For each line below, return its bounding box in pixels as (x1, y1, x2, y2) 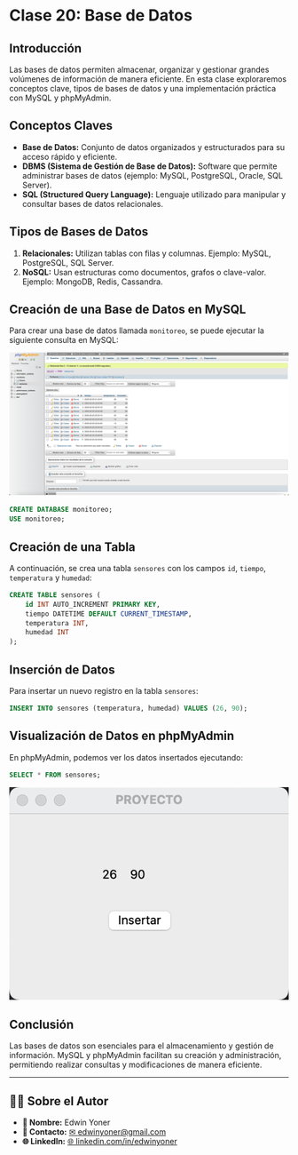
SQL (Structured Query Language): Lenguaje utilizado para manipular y (21, 188, 286, 200)
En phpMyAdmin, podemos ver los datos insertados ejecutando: (9, 752, 244, 762)
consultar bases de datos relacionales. (21, 198, 164, 209)
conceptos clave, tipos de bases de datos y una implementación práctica (9, 84, 277, 93)
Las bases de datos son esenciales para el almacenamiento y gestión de (9, 1040, 274, 1051)
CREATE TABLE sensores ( (9, 590, 101, 600)
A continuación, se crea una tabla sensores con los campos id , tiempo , (9, 562, 266, 573)
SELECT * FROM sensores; (9, 770, 101, 779)
